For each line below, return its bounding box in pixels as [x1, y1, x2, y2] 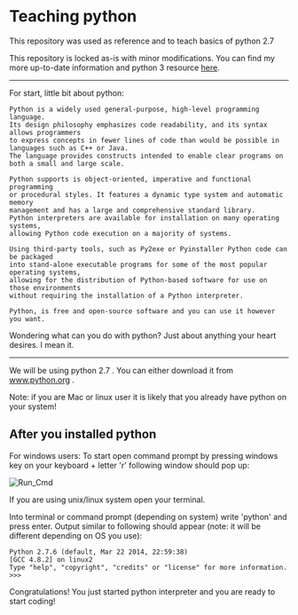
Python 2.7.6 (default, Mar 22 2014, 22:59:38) [9, 548, 189, 556]
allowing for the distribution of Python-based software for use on [9, 275, 268, 285]
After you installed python [9, 427, 157, 442]
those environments [9, 283, 82, 292]
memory [9, 198, 34, 207]
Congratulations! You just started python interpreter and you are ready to [9, 586, 276, 596]
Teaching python [9, 6, 137, 27]
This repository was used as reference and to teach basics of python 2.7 [9, 35, 275, 46]
